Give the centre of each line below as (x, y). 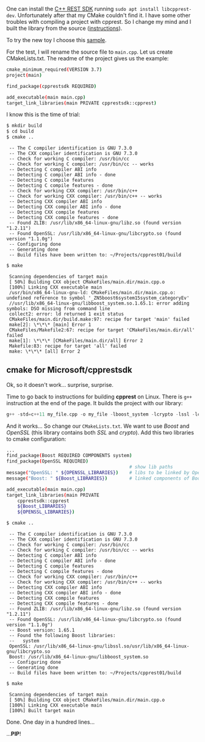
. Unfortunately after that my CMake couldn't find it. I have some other (103, 15)
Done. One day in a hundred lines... (51, 722)
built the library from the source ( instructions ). (64, 28)
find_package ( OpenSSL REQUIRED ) (47, 461)
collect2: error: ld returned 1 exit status (66, 314)
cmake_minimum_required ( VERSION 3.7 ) (54, 70)
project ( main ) (24, 75)
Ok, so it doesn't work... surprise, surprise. (60, 384)
